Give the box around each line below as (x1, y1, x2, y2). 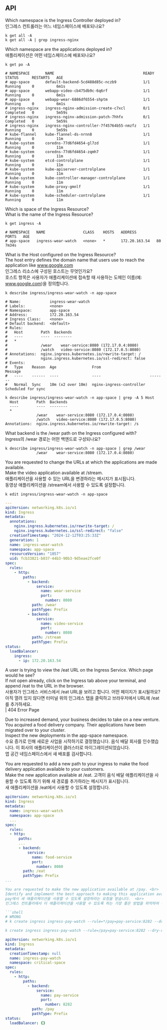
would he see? (5, 673, 35, 679)
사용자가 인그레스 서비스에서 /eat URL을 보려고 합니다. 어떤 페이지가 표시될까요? (5, 689, 161, 695)
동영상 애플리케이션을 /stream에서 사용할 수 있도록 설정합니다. (5, 482, 126, 488)
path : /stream (31, 635, 61, 640)
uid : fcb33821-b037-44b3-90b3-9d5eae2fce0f (9, 556, 101, 561)
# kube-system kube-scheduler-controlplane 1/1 (5, 193, 150, 198)
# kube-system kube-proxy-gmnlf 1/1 (5, 184, 150, 189)
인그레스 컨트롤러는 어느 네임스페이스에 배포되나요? (5, 23, 105, 29)
